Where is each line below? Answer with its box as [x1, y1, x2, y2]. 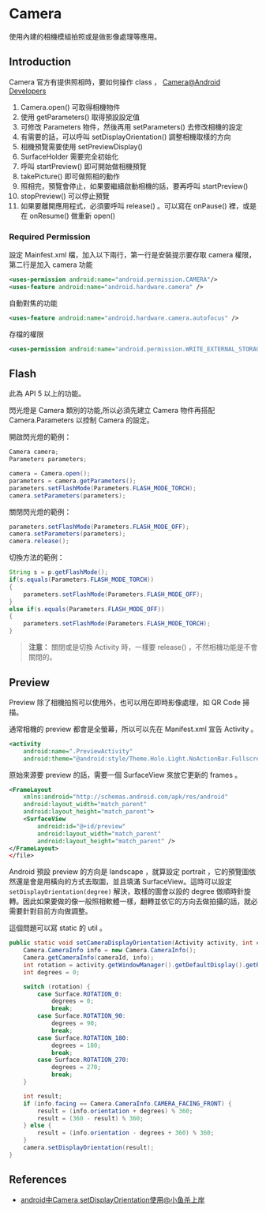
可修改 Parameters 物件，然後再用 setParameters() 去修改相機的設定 [20, 122, 243, 131]
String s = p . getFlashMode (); [9, 568, 109, 576]
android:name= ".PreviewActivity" [23, 747, 133, 755]
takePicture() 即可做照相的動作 [20, 171, 121, 181]
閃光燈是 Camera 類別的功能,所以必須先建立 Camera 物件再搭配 [9, 406, 215, 415]
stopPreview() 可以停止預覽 [20, 191, 110, 201]
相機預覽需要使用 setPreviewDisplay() [20, 141, 143, 151]
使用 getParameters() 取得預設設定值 [20, 112, 140, 122]
